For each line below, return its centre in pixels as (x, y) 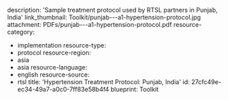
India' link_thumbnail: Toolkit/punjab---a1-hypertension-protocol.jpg (104, 17)
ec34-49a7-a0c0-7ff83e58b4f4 (63, 89)
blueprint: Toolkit (135, 89)
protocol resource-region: (54, 52)
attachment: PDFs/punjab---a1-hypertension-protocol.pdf (89, 24)
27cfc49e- (206, 82)
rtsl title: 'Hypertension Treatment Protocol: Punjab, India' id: (104, 82)
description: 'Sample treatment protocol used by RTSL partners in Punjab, (113, 10)
